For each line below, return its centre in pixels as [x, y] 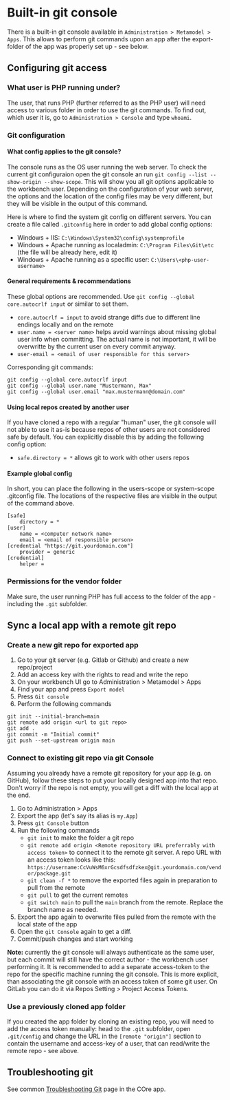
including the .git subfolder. [47, 603]
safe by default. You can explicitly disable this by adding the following [106, 437]
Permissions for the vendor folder [65, 581]
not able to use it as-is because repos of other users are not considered [109, 430]
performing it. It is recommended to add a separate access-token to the [108, 966]
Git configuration [36, 135]
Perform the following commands [64, 704]
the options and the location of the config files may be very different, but [110, 196]
